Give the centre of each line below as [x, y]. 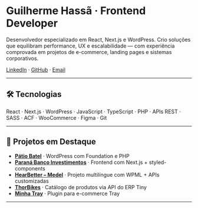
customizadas [32, 181]
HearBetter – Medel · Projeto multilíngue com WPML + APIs [87, 175]
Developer [32, 23]
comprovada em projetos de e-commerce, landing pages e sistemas [89, 52]
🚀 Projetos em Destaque [51, 142]
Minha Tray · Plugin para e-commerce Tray [67, 193]
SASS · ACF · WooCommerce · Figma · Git [57, 118]
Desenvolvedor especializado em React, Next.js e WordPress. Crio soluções [98, 39]
